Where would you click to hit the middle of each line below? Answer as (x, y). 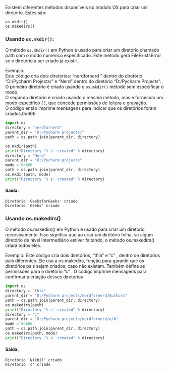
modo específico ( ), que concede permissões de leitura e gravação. (76, 103)
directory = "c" (22, 314)
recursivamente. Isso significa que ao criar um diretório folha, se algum (79, 235)
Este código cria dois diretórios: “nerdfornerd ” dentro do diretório (74, 76)
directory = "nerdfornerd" (34, 128)
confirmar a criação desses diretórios (44, 277)
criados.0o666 (20, 114)
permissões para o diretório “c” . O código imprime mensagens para (76, 272)
